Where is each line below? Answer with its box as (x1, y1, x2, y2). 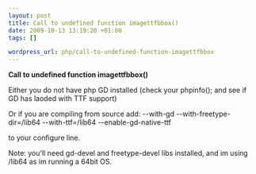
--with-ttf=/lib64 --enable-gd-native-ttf (42, 118, 172, 127)
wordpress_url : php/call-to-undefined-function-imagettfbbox (8, 48, 215, 56)
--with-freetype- (175, 109, 231, 119)
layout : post (8, 11, 52, 20)
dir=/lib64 (8, 118, 41, 127)
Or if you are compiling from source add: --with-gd (8, 109, 174, 119)
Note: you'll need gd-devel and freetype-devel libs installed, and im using (8, 149, 248, 158)
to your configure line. (8, 133, 81, 143)
